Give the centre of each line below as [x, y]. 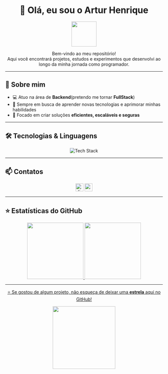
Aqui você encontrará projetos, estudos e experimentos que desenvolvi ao [84, 59]
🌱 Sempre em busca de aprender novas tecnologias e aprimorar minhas [86, 104]
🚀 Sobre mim [25, 85]
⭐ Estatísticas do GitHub [44, 211]
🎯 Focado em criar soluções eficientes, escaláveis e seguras [76, 115]
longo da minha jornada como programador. [84, 64]
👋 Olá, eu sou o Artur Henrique [84, 10]
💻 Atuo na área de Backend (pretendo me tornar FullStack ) [73, 97]
